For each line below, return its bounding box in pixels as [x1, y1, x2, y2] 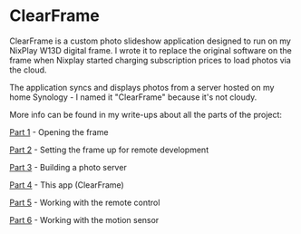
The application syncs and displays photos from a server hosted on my [9, 82, 275, 93]
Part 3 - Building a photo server [9, 161, 127, 172]
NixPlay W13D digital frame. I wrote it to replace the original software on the [9, 44, 292, 55]
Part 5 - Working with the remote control [9, 197, 160, 208]
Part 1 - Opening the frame [9, 126, 109, 137]
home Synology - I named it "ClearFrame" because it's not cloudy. [9, 92, 257, 102]
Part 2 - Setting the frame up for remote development [9, 144, 209, 155]
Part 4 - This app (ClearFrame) [9, 179, 124, 190]
